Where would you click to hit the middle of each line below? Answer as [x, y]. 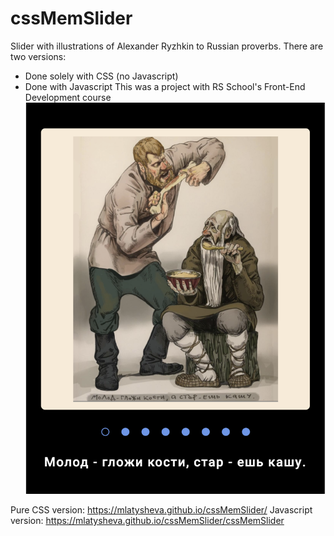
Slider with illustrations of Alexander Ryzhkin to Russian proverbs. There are [167, 46]
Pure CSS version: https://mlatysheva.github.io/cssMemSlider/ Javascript [161, 510]
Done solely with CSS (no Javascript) [101, 76]
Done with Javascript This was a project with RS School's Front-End [165, 86]
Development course [68, 97]
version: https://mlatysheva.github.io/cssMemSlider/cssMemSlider [147, 521]
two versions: [38, 56]
